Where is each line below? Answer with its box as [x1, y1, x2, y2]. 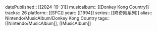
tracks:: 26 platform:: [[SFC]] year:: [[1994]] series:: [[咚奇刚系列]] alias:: [5, 10, 153, 15]
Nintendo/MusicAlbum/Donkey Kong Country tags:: [5, 15, 110, 21]
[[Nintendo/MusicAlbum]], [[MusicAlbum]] [5, 20, 91, 26]
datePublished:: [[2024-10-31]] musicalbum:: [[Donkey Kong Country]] [5, 4, 149, 10]
